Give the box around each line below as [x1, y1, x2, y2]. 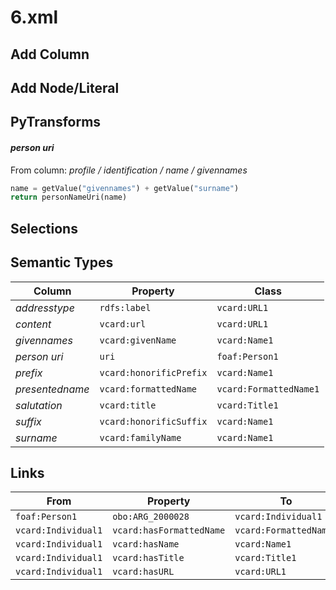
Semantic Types [10, 254, 114, 271]
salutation [15, 398, 63, 412]
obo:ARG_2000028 [112, 511, 190, 523]
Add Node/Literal [10, 79, 120, 96]
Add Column [10, 46, 90, 63]
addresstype [15, 301, 75, 315]
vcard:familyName [99, 432, 182, 443]
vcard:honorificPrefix [99, 367, 208, 378]
